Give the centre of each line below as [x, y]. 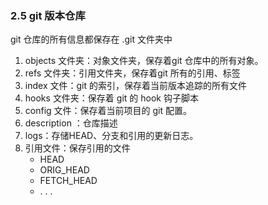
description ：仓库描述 [71, 123]
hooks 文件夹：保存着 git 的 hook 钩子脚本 [111, 98]
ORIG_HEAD [64, 170]
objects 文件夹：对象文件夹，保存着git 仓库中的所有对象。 [144, 61]
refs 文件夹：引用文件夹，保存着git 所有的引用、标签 [132, 73]
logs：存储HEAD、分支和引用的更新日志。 [111, 136]
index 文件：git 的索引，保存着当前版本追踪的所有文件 [135, 86]
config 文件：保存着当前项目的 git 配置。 [108, 111]
